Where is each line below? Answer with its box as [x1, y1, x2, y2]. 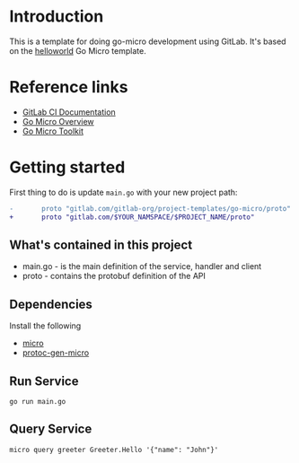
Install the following [9, 320, 82, 331]
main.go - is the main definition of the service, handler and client [22, 261, 262, 272]
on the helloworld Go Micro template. [9, 45, 146, 56]
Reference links [9, 77, 128, 98]
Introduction [9, 6, 104, 27]
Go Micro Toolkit [22, 126, 84, 136]
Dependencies [9, 296, 92, 311]
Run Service [9, 373, 79, 389]
